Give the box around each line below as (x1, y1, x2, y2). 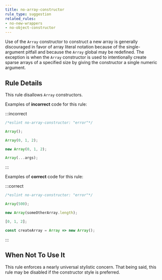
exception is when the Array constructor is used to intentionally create (5, 54, 147, 60)
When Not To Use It (5, 251, 65, 259)
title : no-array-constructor (5, 7, 65, 12)
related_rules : (5, 16, 36, 21)
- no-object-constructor (5, 25, 56, 30)
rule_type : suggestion (5, 12, 51, 17)
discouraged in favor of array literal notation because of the (5, 44, 126, 50)
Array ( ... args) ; (5, 155, 38, 160)
